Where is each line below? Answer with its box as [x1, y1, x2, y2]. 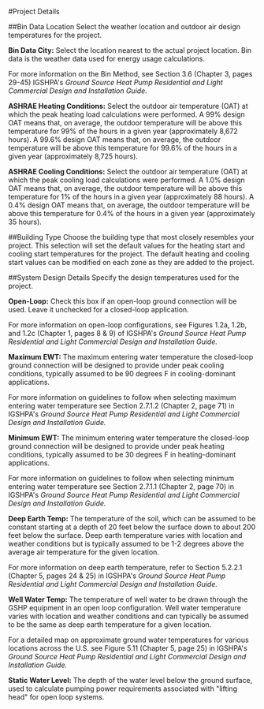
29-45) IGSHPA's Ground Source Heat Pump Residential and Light [8, 78, 223, 87]
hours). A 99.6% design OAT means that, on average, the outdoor [8, 135, 221, 144]
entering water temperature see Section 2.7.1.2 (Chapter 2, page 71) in [8, 401, 235, 410]
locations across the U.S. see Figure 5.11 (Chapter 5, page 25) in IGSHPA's [8, 644, 248, 653]
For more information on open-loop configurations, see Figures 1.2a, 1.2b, [8, 320, 247, 330]
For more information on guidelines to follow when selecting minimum [8, 473, 235, 483]
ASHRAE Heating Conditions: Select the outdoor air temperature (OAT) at [8, 102, 248, 110]
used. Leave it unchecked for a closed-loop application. [8, 305, 189, 314]
